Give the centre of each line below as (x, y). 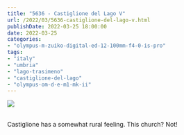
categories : (24, 39)
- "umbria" (23, 65)
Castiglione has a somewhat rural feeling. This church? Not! (93, 125)
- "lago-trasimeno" (35, 71)
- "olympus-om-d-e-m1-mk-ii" (49, 84)
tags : (15, 53)
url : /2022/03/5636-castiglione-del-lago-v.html (79, 20)
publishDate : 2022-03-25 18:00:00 (57, 26)
